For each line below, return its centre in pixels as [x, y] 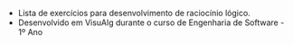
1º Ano [30, 32]
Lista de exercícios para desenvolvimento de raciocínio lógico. [134, 13]
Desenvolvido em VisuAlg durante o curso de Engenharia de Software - [151, 22]
